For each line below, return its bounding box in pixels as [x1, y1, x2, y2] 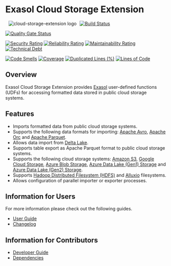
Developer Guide [12, 249, 49, 256]
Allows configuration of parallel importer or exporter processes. [12, 177, 147, 183]
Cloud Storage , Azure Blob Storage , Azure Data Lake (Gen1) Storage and [12, 161, 166, 167]
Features [5, 110, 34, 118]
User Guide [12, 215, 37, 222]
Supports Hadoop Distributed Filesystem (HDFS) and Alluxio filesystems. [12, 172, 166, 178]
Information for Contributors [5, 236, 98, 245]
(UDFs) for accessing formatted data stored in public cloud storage [5, 89, 147, 95]
